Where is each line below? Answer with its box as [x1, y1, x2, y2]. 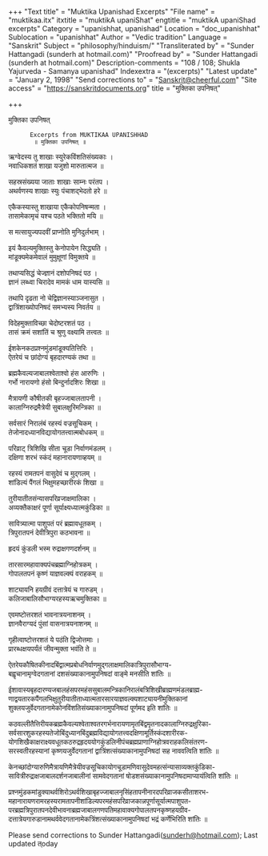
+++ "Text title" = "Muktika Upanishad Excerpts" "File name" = [8, 7, 216, 16]
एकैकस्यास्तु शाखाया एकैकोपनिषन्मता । [8, 202, 106, 212]
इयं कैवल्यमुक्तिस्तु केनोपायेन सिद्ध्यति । [8, 244, 108, 252]
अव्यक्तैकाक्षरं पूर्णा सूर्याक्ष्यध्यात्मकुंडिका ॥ [8, 503, 110, 512]
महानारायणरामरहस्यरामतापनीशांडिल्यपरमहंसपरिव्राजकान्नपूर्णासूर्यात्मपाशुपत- [8, 797, 192, 806]
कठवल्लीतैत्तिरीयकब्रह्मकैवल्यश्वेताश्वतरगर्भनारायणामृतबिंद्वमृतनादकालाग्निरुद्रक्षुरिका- [8, 719, 212, 729]
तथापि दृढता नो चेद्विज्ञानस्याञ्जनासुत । [8, 293, 106, 303]
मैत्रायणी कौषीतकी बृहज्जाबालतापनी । [8, 394, 102, 403]
